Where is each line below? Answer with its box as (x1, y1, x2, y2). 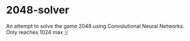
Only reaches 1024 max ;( (6, 28, 69, 35)
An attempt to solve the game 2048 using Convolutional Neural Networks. (6, 23, 185, 29)
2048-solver (6, 3, 69, 17)
